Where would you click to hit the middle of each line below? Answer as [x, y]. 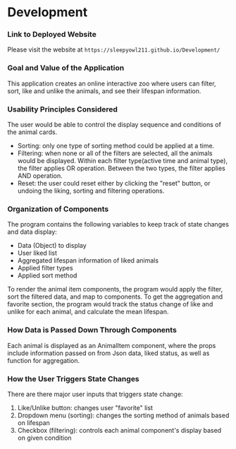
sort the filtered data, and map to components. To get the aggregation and [115, 297]
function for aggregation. [44, 360]
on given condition [44, 438]
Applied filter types [45, 268]
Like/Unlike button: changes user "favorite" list [85, 407]
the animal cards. [32, 132]
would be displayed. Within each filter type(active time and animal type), [122, 161]
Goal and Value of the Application [66, 68]
